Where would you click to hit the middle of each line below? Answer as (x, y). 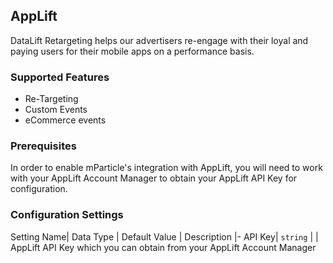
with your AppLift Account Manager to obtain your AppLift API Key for (154, 178)
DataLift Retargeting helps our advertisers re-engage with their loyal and (159, 40)
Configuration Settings (67, 215)
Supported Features (60, 77)
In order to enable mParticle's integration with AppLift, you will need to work (166, 168)
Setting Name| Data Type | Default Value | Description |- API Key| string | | (164, 236)
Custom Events (56, 110)
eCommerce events (65, 120)
